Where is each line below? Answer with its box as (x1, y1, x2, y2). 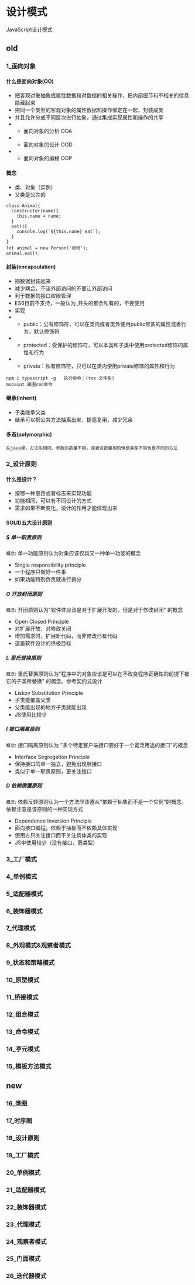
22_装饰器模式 (6, 1203, 47, 1211)
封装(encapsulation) (6, 263, 56, 271)
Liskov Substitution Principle (14, 689, 83, 696)
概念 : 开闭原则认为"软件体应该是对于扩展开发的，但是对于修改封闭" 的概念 (6, 606, 183, 613)
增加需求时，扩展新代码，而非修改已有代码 (14, 632, 118, 639)
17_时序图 (6, 1117, 32, 1125)
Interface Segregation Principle (14, 753, 90, 760)
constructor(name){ (11, 208, 59, 214)
